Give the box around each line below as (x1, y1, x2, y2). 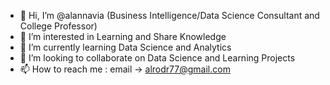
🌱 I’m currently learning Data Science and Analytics (19, 41, 232, 53)
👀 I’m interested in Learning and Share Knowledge (19, 31, 227, 42)
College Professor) (19, 20, 98, 32)
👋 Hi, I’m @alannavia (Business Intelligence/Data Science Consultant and (19, 10, 320, 21)
